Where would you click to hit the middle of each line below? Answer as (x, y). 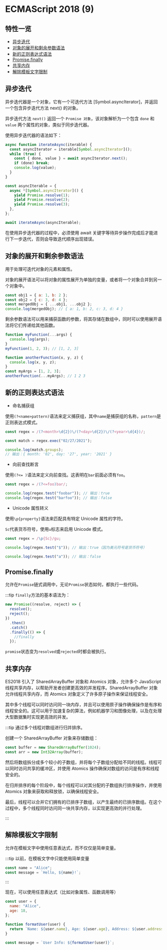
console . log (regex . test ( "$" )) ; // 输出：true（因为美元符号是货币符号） (76, 547)
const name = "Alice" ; (29, 868)
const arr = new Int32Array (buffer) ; (44, 752)
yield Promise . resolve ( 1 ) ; (42, 195)
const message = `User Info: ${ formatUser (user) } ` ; (60, 943)
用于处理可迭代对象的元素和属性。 (40, 269)
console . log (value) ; (35, 168)
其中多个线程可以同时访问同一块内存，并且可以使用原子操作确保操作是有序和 (83, 705)
